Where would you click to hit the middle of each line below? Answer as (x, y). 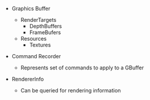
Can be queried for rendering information (71, 90)
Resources (34, 39)
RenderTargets (38, 20)
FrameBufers (45, 32)
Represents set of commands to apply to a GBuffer (82, 68)
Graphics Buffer (31, 9)
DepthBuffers (45, 26)
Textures (40, 45)
